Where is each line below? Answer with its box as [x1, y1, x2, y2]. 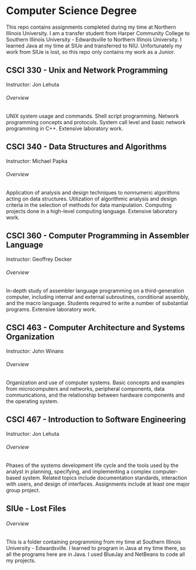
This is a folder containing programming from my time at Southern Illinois [6, 538, 181, 545]
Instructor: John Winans [6, 347, 64, 354]
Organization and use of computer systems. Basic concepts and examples [6, 379, 185, 386]
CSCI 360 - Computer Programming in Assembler [6, 231, 190, 241]
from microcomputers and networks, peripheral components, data [6, 385, 165, 392]
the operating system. [6, 398, 59, 405]
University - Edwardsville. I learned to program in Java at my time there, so [6, 544, 186, 551]
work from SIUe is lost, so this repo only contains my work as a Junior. [6, 48, 176, 55]
